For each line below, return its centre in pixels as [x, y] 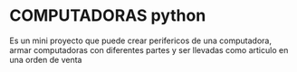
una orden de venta [46, 59]
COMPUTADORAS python [108, 16]
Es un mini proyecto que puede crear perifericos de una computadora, [140, 40]
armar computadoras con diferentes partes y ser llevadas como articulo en [149, 49]
